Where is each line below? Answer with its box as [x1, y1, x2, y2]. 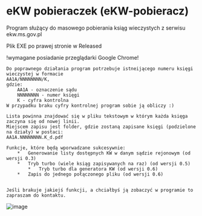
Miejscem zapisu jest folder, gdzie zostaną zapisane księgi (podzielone [6, 124, 197, 130]
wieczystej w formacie [6, 71, 64, 77]
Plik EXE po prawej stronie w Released [6, 42, 102, 49]
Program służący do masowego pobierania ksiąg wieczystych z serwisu [6, 24, 186, 31]
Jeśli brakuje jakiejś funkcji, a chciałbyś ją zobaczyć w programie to [6, 187, 194, 193]
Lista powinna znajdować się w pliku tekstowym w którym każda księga [6, 113, 188, 119]
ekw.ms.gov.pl [6, 30, 42, 37]
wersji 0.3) [6, 155, 36, 161]
